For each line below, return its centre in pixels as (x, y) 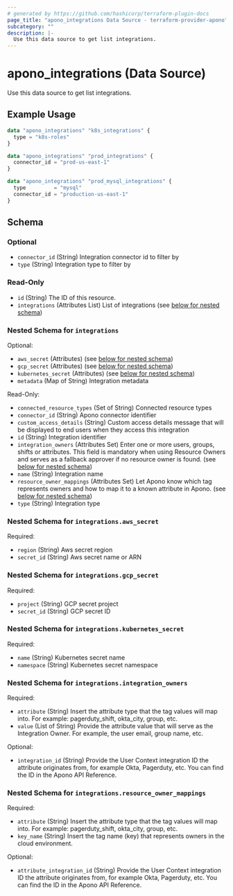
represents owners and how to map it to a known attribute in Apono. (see (122, 489)
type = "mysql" (48, 188)
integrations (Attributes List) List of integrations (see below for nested (118, 305)
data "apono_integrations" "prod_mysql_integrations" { (89, 182)
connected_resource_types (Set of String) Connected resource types (114, 407)
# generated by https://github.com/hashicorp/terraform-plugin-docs (108, 14)
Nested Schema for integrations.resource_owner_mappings (106, 793)
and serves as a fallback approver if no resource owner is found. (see (116, 459)
